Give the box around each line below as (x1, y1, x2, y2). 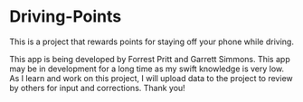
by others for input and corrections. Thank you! (9, 82, 185, 93)
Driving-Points (9, 6, 122, 27)
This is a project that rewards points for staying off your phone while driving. (9, 36, 294, 47)
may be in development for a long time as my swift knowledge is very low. (9, 63, 285, 74)
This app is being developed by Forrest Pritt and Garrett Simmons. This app (9, 53, 291, 64)
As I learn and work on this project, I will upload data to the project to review (9, 72, 293, 83)
